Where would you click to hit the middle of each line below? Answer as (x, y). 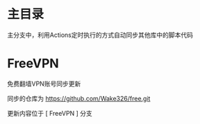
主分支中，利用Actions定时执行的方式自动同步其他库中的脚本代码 (100, 35)
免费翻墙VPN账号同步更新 (44, 84)
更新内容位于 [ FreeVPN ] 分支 (50, 113)
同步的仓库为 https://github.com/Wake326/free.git (79, 98)
